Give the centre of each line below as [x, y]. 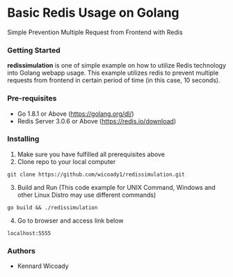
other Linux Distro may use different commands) [87, 195]
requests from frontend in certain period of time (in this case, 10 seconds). [114, 80]
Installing [23, 139]
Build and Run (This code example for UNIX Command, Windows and [116, 187]
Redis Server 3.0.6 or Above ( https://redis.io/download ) [97, 121]
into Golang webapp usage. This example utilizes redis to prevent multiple [113, 73]
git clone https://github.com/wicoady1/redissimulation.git [96, 174]
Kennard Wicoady [43, 266]
